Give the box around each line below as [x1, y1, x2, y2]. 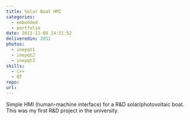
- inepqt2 [11, 52, 35, 58]
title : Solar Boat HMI [6, 8, 62, 15]
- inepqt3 [11, 57, 35, 63]
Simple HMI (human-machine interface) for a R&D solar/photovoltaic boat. [6, 101, 185, 108]
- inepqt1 [11, 47, 35, 53]
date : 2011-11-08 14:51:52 [6, 30, 72, 36]
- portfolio [11, 25, 41, 31]
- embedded [11, 19, 38, 25]
